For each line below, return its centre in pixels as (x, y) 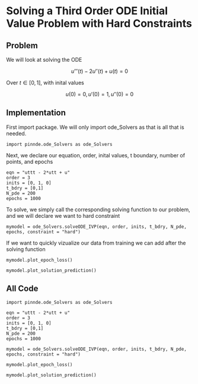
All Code (22, 289)
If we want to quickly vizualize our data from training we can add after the (96, 243)
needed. (16, 133)
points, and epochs (30, 161)
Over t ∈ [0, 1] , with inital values (45, 82)
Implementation (36, 113)
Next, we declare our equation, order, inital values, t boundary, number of (96, 155)
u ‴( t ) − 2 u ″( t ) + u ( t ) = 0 (100, 71)
